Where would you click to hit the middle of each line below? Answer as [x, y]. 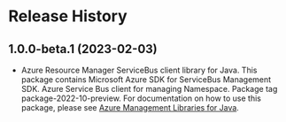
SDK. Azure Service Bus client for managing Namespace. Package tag [149, 89]
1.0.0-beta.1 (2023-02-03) [83, 49]
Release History [68, 16]
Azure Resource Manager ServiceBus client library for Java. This [139, 70]
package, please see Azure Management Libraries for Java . [130, 107]
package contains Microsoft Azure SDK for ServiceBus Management [146, 80]
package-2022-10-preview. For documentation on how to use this [141, 98]
